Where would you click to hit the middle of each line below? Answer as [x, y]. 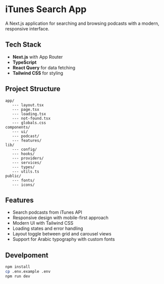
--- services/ [27, 163]
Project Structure [33, 89]
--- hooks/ [23, 154]
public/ [13, 176]
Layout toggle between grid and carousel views [62, 234]
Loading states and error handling [48, 228]
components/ [18, 127]
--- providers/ [28, 158]
